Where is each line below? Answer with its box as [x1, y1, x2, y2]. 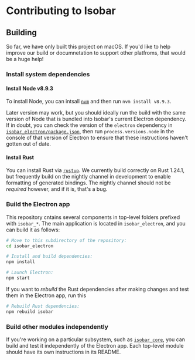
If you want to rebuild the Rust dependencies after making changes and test [6, 285, 189, 292]
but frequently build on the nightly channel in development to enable [6, 173, 171, 180]
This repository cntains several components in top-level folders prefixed [6, 213, 180, 221]
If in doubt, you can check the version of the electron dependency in [6, 122, 173, 129]
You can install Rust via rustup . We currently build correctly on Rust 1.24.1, [6, 167, 185, 174]
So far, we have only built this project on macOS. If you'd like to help [6, 43, 171, 50]
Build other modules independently [6, 322, 108, 331]
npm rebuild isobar [6, 308, 54, 315]
